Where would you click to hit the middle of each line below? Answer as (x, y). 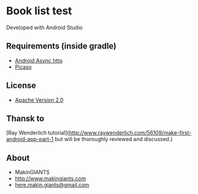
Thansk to (25, 118)
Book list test (39, 11)
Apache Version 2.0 (39, 100)
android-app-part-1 (30, 139)
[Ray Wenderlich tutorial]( (38, 133)
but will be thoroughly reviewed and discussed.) (114, 139)
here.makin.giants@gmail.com (52, 185)
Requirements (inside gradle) (61, 46)
